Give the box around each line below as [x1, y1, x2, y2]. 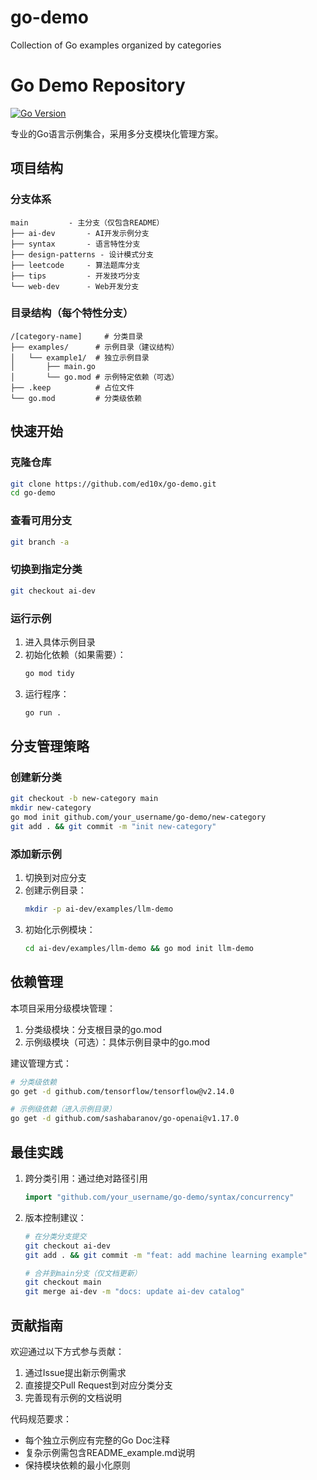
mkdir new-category [10, 803, 92, 813]
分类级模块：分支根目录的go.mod [24, 1023, 163, 1035]
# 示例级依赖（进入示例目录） [10, 1104, 117, 1115]
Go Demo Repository [10, 74, 186, 97]
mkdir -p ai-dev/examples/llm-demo [24, 904, 174, 915]
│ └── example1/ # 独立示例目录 [10, 352, 150, 363]
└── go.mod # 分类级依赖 [10, 393, 142, 403]
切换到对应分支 [24, 872, 87, 884]
